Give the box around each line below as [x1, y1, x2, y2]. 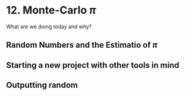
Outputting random [6, 80, 78, 90]
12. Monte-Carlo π [6, 4, 96, 17]
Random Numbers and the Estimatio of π [6, 40, 158, 50]
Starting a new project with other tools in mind [6, 60, 180, 70]
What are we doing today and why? [6, 23, 92, 30]
